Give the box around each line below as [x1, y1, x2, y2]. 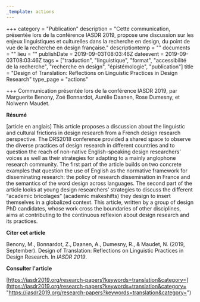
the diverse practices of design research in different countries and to [6, 141, 175, 149]
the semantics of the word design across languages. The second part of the [6, 180, 192, 187]
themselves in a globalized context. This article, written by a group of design [6, 199, 194, 206]
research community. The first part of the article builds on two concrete [6, 161, 182, 168]
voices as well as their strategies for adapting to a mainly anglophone [6, 154, 176, 161]
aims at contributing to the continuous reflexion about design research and [6, 211, 189, 218]
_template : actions [6, 8, 55, 15]
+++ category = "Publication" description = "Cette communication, [6, 25, 171, 32]
